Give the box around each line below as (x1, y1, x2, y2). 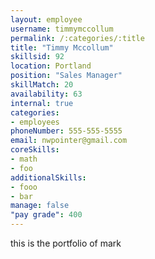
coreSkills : (10, 145, 60, 155)
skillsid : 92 (10, 52, 65, 62)
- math (10, 154, 38, 164)
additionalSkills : (10, 172, 87, 183)
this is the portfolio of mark (10, 237, 122, 249)
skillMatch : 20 (10, 80, 74, 90)
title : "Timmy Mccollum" (10, 42, 114, 53)
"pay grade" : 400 (10, 210, 83, 220)
